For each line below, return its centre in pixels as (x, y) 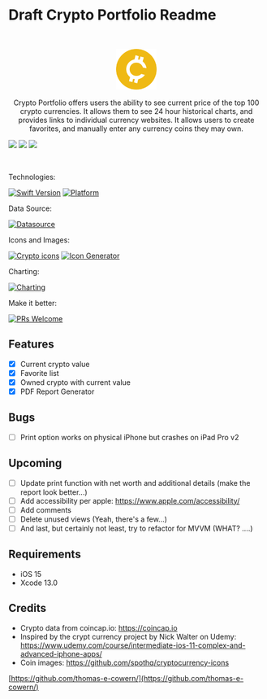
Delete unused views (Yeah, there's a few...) (94, 519)
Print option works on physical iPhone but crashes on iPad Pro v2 (129, 437)
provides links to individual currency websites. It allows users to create (136, 120)
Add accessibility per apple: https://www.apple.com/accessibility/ (130, 500)
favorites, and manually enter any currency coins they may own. (136, 129)
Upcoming (35, 463)
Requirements (45, 555)
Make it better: (33, 303)
